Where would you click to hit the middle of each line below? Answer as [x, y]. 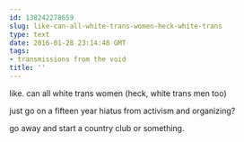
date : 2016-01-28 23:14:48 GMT [68, 43]
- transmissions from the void [68, 59]
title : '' [28, 68]
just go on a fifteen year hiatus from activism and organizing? [122, 111]
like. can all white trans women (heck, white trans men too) [118, 93]
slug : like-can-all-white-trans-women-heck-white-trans [116, 26]
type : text [30, 34]
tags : [19, 51]
